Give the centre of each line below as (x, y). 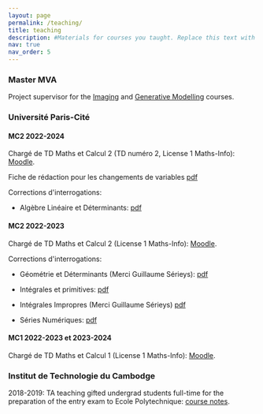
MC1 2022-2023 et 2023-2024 (60, 338)
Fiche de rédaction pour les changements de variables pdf (103, 177)
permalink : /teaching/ (45, 23)
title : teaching (35, 30)
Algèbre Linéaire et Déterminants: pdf (80, 208)
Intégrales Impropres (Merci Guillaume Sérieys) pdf (103, 304)
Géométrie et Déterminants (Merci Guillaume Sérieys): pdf (114, 274)
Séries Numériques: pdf (58, 319)
